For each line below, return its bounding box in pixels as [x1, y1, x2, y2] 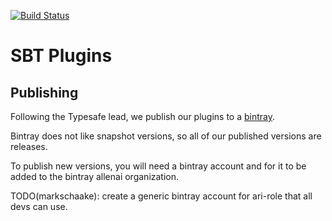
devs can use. [10, 201, 68, 212]
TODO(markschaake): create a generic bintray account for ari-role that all [10, 190, 313, 202]
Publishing [10, 84, 79, 101]
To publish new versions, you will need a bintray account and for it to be [10, 160, 307, 172]
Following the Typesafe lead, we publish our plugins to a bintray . [10, 111, 276, 122]
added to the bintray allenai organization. [10, 171, 180, 182]
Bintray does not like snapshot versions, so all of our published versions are [10, 130, 322, 142]
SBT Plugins [10, 45, 113, 67]
